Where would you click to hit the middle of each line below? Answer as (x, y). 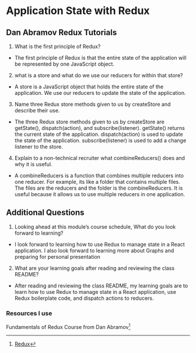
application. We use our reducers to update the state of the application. (100, 93)
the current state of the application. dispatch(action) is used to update (99, 134)
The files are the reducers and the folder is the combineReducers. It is (99, 188)
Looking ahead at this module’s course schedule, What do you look (95, 227)
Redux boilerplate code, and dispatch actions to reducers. (84, 298)
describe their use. (37, 110)
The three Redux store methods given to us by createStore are (89, 122)
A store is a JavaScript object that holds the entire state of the (89, 87)
